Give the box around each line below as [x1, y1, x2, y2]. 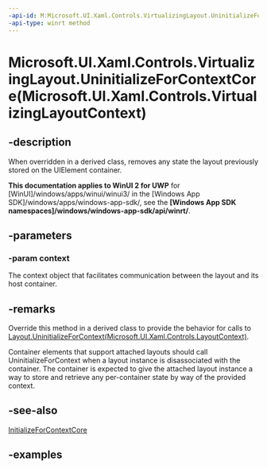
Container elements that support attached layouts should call [8, 347, 208, 356]
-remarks [8, 302, 56, 316]
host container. [8, 279, 58, 289]
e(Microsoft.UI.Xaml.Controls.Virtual [8, 87, 257, 105]
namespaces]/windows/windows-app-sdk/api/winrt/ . [8, 206, 191, 215]
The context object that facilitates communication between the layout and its [8, 271, 259, 281]
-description [8, 136, 72, 149]
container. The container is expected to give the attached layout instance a [8, 364, 253, 374]
